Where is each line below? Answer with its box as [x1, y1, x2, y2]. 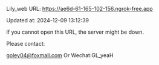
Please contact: [6, 40, 45, 47]
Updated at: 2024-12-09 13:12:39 [6, 17, 89, 23]
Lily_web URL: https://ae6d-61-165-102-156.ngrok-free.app [6, 5, 153, 12]
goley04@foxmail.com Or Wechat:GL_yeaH [6, 52, 114, 59]
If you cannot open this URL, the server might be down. [6, 28, 144, 36]
